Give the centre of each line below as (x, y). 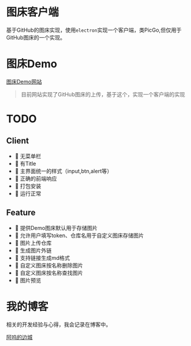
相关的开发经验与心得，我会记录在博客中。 (59, 324)
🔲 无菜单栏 (28, 156)
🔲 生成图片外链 (33, 250)
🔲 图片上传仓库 (33, 242)
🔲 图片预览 (28, 280)
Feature (21, 213)
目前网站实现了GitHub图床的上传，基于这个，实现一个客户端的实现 (103, 94)
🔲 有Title (25, 163)
